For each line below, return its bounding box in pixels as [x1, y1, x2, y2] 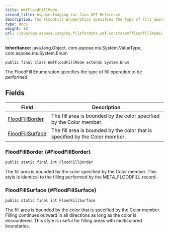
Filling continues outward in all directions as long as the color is [5, 212, 137, 218]
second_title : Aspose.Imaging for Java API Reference [5, 12, 121, 17]
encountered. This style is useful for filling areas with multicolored [5, 218, 142, 224]
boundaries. [5, 223, 30, 229]
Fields [5, 89, 25, 98]
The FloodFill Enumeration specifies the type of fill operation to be [5, 69, 142, 75]
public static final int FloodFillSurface [5, 198, 96, 203]
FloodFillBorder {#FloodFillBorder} [5, 148, 92, 155]
